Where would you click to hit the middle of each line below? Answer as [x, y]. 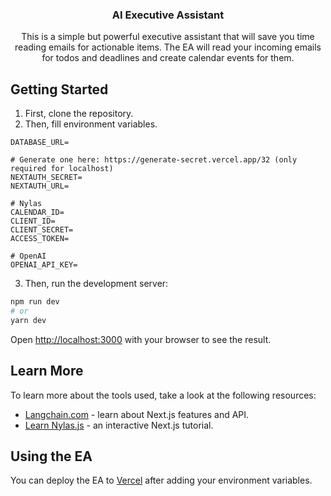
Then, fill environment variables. [91, 124]
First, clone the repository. [79, 114]
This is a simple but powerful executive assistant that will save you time [168, 37]
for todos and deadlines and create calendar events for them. [168, 58]
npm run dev [35, 302]
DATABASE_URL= [40, 143]
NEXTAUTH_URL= [40, 186]
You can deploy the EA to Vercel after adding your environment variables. [161, 480]
